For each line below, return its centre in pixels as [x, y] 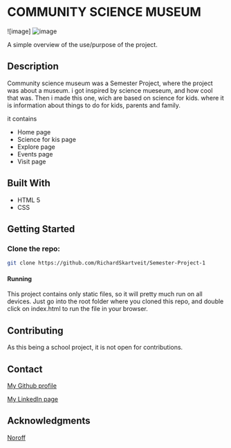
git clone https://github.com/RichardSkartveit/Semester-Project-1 [107, 263]
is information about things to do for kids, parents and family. [94, 105]
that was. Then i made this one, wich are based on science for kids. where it [116, 98]
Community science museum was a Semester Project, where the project [110, 83]
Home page [34, 132]
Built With [29, 183]
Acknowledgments [49, 421]
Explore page [36, 147]
